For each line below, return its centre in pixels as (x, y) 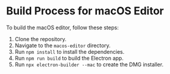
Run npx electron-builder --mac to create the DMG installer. (89, 64)
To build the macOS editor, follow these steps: (62, 27)
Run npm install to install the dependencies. (70, 51)
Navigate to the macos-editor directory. (63, 45)
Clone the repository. (40, 39)
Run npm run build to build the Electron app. (69, 58)
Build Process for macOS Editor (85, 11)
